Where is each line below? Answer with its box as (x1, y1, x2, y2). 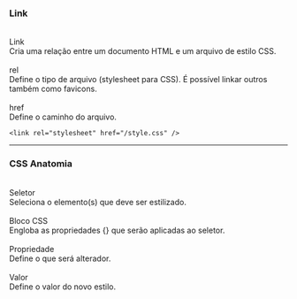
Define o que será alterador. (9, 253, 111, 264)
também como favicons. (9, 83, 97, 95)
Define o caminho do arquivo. (9, 111, 118, 122)
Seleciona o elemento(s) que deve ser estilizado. (9, 196, 187, 207)
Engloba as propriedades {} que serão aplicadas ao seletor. (9, 225, 225, 235)
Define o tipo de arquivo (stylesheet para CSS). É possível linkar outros (9, 74, 268, 85)
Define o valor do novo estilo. (9, 281, 117, 292)
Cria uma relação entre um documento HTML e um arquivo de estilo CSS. (9, 46, 277, 57)
